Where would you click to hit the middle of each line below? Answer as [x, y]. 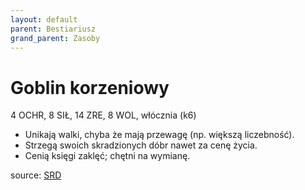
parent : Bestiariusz [53, 29]
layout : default [44, 19]
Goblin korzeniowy [90, 87]
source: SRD [36, 175]
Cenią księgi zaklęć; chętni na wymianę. [107, 156]
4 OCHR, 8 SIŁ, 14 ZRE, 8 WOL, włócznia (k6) [103, 115]
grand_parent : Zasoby [55, 38]
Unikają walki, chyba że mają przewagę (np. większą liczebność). [159, 135]
